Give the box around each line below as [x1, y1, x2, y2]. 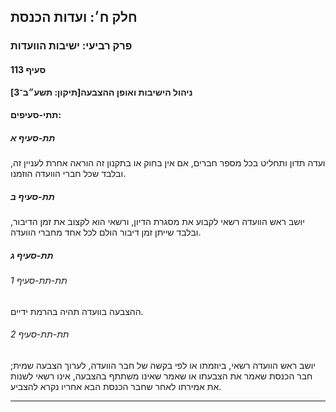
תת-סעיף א [10, 131, 56, 144]
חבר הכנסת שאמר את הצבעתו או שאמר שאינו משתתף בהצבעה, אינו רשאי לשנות [10, 370, 313, 382]
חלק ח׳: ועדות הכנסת [10, 9, 138, 26]
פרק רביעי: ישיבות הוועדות [10, 39, 133, 53]
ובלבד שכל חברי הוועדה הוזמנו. [10, 168, 127, 180]
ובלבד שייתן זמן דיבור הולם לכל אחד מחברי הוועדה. [10, 226, 202, 239]
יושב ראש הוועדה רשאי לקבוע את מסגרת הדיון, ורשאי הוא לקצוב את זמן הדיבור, [10, 216, 305, 228]
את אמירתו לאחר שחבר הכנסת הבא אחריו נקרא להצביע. [10, 380, 222, 392]
